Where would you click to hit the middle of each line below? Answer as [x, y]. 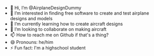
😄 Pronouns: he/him [32, 42]
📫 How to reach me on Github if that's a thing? [59, 35]
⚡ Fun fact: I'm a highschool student [48, 48]
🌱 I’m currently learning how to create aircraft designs [66, 24]
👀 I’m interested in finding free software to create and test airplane [80, 13]
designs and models [31, 18]
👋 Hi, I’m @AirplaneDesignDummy [45, 8]
